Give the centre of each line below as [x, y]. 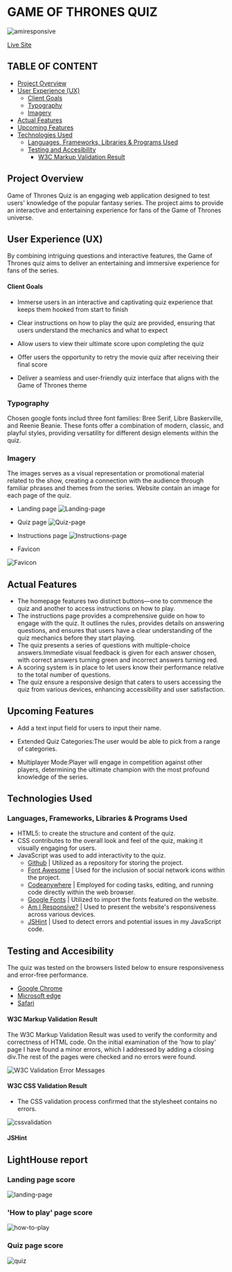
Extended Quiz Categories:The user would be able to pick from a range [118, 741]
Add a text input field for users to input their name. [89, 728]
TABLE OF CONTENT [53, 67]
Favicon [28, 549]
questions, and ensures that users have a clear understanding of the [115, 630]
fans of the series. [33, 270]
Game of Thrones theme [52, 385]
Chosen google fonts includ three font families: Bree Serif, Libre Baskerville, [115, 418]
